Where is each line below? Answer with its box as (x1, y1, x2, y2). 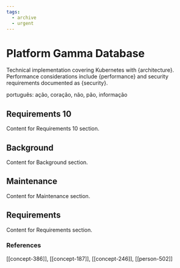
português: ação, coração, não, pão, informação (6, 91, 128, 98)
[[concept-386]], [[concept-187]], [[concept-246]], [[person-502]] (6, 255, 173, 262)
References (6, 241, 41, 250)
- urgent (12, 20, 34, 26)
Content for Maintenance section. (6, 192, 91, 199)
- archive (12, 15, 36, 21)
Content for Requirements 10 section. (6, 125, 100, 132)
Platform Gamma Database (6, 46, 145, 60)
